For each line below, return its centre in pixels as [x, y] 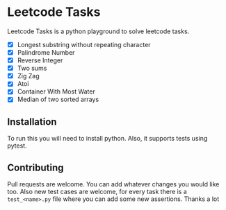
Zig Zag [28, 76]
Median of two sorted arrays [58, 99]
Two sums [32, 68]
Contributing [35, 167]
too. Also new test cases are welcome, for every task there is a [97, 192]
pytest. [17, 146]
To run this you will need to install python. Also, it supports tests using [107, 139]
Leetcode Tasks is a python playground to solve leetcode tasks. [98, 31]
